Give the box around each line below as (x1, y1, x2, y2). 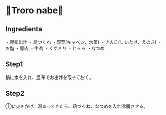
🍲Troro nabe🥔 (5, 5, 64, 16)
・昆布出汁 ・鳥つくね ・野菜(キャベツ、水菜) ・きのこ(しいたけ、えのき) (5, 39, 157, 45)
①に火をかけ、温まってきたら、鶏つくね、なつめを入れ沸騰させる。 (5, 103, 148, 109)
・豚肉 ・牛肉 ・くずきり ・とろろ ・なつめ (15, 45, 105, 51)
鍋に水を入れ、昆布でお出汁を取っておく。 (5, 74, 94, 80)
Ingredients (5, 25, 43, 33)
